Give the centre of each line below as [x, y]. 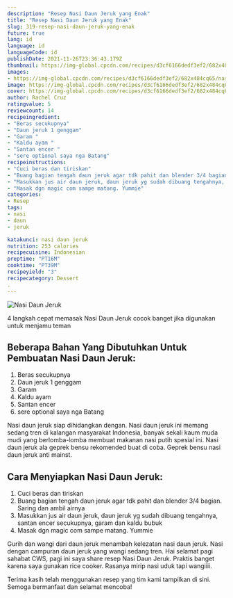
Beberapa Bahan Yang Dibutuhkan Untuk [97, 347]
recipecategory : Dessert [43, 278]
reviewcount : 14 [31, 111]
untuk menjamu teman [39, 325]
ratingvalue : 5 [29, 104]
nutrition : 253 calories [43, 246]
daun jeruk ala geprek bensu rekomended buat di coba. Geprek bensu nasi [114, 447]
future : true [26, 33]
